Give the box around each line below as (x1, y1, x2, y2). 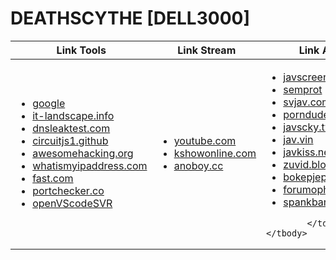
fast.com (32, 172, 74, 186)
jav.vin (283, 132, 314, 146)
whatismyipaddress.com (32, 159, 148, 173)
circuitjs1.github (32, 134, 109, 148)
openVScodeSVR (32, 197, 113, 211)
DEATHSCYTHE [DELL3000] (10, 7, 250, 30)
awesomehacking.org (32, 147, 134, 161)
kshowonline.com (173, 147, 257, 161)
